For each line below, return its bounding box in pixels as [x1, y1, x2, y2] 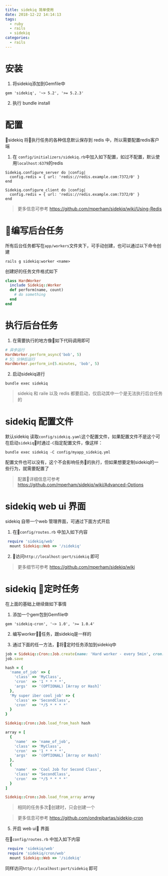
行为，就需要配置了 [9, 466, 49, 472]
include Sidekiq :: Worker [9, 283, 61, 288]
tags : [5, 17, 16, 22]
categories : [5, 36, 30, 41]
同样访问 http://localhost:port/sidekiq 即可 [5, 865, 98, 871]
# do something [14, 292, 46, 297]
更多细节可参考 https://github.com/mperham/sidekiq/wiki [17, 564, 135, 570]
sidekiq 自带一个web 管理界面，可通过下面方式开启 [5, 519, 110, 525]
